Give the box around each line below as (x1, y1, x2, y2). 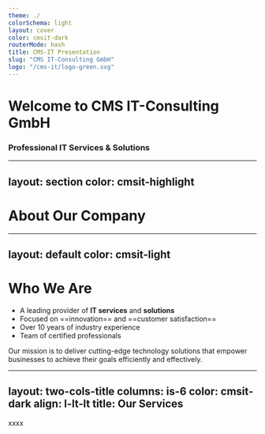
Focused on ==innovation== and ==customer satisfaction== (19, 314, 217, 323)
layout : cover (8, 26, 55, 34)
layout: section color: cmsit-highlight (8, 175, 195, 188)
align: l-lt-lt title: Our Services (33, 397, 184, 411)
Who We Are (8, 280, 92, 297)
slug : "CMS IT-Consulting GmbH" (8, 56, 114, 64)
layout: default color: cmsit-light (8, 247, 171, 261)
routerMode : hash (8, 41, 65, 49)
